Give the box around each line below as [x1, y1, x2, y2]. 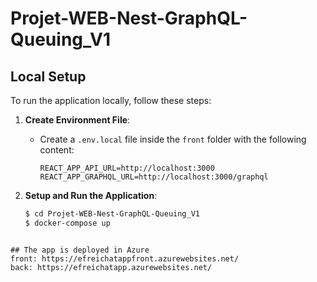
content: [39, 144, 75, 156]
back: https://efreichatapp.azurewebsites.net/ [10, 262, 213, 272]
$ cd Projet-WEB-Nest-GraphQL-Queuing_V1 [24, 209, 201, 219]
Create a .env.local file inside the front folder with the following [39, 133, 307, 145]
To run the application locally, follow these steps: [10, 95, 212, 106]
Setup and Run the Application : [24, 190, 158, 201]
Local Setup [10, 68, 87, 85]
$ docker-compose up [24, 218, 111, 228]
